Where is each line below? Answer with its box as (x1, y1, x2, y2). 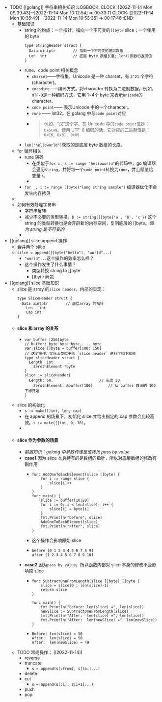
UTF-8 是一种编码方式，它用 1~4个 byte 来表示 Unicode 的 (31, 92, 143, 98)
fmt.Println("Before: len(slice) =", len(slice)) (40, 605, 144, 610)
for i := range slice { (40, 477, 89, 481)
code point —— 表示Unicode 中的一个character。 (31, 104, 132, 110)
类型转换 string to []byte (31, 268, 81, 273)
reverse (24, 655, 40, 661)
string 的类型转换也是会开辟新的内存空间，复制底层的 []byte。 (24, 220, 150, 226)
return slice (40, 588, 67, 592)
